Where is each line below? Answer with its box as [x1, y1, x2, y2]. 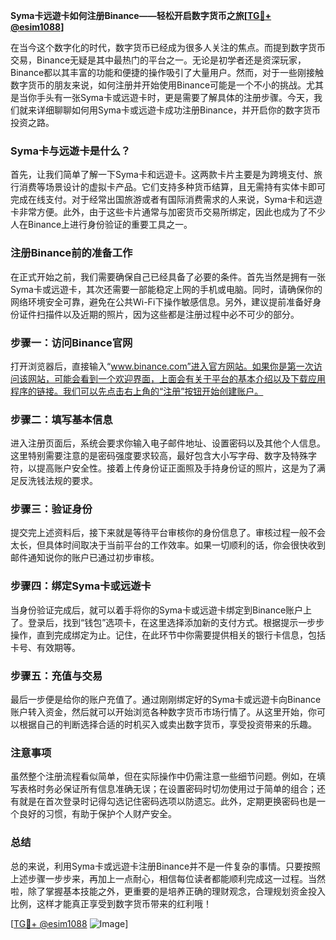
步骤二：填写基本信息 [10, 412, 113, 426]
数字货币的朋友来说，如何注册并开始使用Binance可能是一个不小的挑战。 [10, 79, 307, 91]
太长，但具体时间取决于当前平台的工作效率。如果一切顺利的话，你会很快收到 [10, 539, 326, 551]
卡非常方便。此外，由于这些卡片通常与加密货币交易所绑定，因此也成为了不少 [10, 206, 326, 218]
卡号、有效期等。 [10, 641, 81, 653]
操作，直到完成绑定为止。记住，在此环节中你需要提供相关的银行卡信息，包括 [10, 629, 326, 641]
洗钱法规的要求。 [27, 475, 98, 487]
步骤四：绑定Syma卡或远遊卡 [10, 579, 152, 593]
